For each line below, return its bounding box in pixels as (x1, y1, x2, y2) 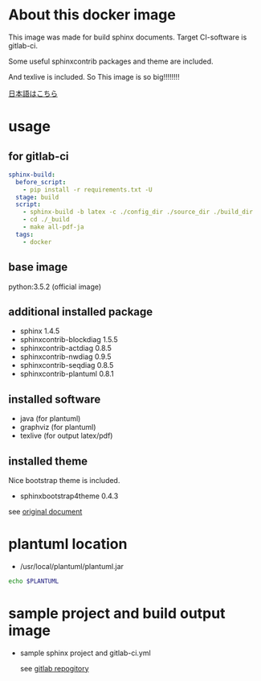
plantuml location (8, 535, 128, 553)
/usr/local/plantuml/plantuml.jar (19, 561, 124, 571)
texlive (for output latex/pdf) (19, 431, 113, 440)
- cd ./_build (22, 216, 70, 224)
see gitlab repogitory (19, 663, 90, 673)
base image (8, 260, 68, 274)
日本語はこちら (8, 89, 58, 98)
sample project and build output (8, 604, 226, 622)
